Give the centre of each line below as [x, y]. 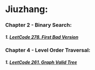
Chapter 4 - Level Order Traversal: [48, 50]
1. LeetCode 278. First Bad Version [42, 37]
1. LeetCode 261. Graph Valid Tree [41, 62]
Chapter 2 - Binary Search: [38, 25]
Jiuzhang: [27, 9]
